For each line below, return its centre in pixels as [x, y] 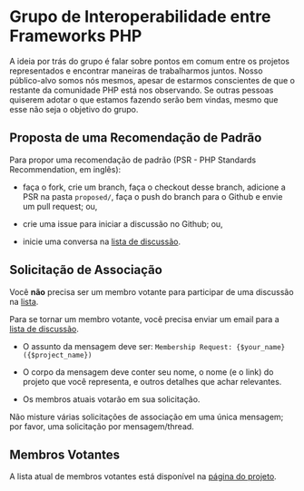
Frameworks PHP [76, 36]
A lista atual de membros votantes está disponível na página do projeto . [143, 476]
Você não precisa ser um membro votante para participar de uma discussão [152, 291]
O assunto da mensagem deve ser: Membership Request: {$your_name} [154, 346]
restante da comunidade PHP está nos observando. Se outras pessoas [142, 90]
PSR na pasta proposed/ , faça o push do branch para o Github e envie [152, 196]
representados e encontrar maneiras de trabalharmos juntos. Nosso [136, 71]
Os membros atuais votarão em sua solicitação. [111, 399]
